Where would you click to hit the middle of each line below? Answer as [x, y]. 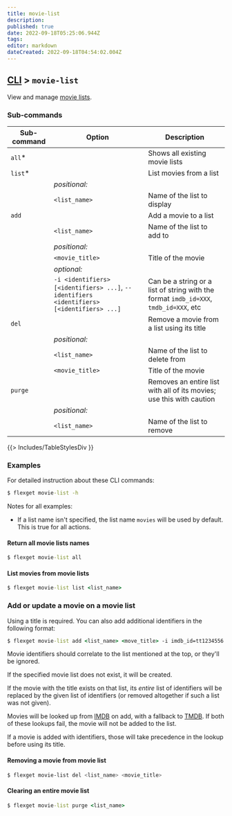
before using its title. [36, 745]
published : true [30, 26]
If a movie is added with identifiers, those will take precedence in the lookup [115, 737]
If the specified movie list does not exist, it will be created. [90, 675]
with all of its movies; [182, 390]
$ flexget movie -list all [44, 558]
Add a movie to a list [181, 215]
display [160, 204]
